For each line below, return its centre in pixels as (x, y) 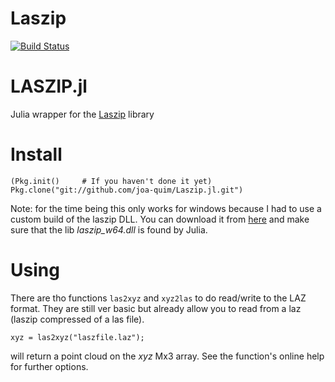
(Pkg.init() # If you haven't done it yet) (111, 181)
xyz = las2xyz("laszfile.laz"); (77, 337)
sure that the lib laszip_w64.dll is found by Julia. (109, 229)
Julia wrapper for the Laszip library (82, 114)
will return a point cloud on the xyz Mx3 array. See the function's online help (167, 356)
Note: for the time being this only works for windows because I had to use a (166, 208)
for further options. (49, 366)
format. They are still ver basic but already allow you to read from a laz (156, 308)
